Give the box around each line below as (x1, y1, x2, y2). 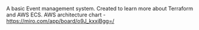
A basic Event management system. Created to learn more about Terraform (6, 5, 194, 12)
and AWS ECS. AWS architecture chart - (6, 11, 106, 18)
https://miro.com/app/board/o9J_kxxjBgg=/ (6, 18, 115, 24)
